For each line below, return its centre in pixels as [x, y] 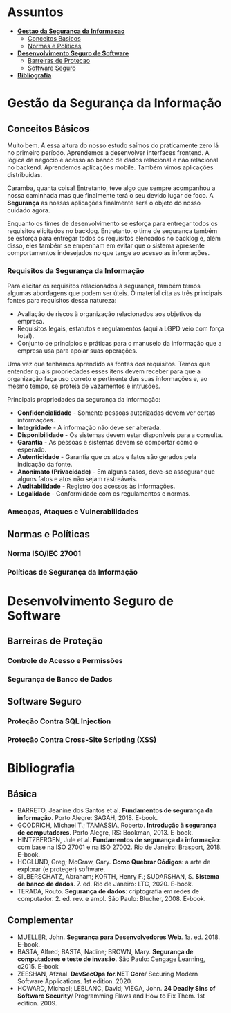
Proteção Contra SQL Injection [59, 721]
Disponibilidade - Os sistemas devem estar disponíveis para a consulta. [120, 435]
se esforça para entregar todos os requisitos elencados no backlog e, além [114, 238]
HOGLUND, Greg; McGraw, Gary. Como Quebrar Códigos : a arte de [114, 862]
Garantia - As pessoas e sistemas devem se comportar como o [108, 443]
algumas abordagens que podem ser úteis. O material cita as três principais [115, 293]
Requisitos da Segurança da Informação [76, 270]
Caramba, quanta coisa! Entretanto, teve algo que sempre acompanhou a [111, 188]
